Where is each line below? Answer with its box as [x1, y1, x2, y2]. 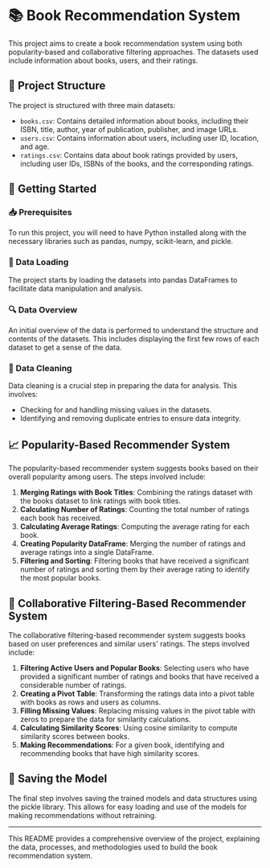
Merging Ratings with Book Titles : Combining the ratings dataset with [19, 488, 253, 498]
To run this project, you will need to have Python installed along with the [8, 228, 247, 238]
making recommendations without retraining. [8, 810, 157, 820]
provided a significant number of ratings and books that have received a [19, 672, 260, 681]
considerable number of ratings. [19, 680, 127, 689]
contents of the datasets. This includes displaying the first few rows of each [8, 334, 260, 344]
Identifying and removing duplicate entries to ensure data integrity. [19, 414, 241, 424]
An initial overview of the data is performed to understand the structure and [8, 325, 259, 335]
